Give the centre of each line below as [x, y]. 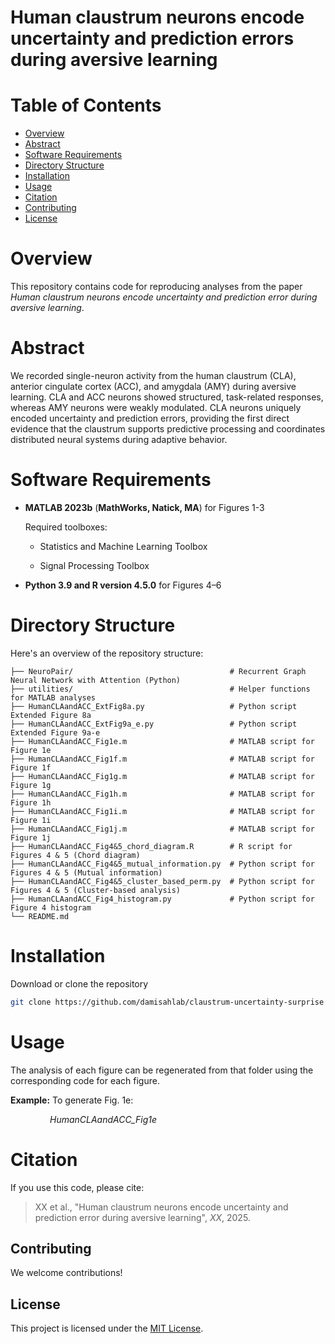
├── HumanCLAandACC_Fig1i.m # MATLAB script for [162, 811]
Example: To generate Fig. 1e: [72, 1100]
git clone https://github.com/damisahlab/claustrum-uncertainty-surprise [167, 1002]
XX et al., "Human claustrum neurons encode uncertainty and [161, 1207]
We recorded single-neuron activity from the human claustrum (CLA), [153, 375]
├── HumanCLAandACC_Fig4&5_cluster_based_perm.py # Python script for [162, 881]
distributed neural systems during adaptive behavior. [119, 439]
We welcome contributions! [66, 1273]
